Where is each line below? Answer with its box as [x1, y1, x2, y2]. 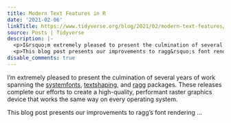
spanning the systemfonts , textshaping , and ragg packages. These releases [7, 80, 222, 89]
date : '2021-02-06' [7, 16, 63, 23]
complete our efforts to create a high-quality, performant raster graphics [7, 87, 212, 96]
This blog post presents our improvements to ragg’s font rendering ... [7, 108, 203, 116]
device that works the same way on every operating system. [7, 95, 178, 103]
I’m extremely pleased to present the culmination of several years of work [7, 73, 216, 81]
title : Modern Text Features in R [7, 10, 107, 17]
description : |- [7, 36, 54, 42]
